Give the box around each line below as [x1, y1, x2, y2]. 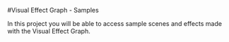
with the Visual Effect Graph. [7, 27, 90, 35]
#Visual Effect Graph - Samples [7, 6, 99, 14]
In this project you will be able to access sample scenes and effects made [7, 20, 223, 27]
